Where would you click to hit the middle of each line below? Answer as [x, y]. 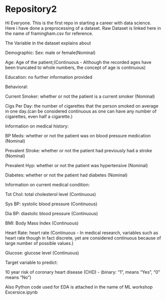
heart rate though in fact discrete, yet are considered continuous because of [83, 238]
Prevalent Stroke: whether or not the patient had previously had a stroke [79, 150]
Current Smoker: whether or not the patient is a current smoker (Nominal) [80, 96]
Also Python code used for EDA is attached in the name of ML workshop [79, 287]
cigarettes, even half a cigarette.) [39, 116]
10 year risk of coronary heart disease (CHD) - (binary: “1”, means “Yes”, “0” [83, 272]
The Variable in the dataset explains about [48, 43]
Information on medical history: [37, 126]
